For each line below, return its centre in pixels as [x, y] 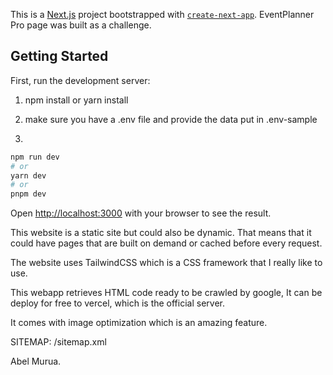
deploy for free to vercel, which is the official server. [117, 303]
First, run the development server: [80, 80]
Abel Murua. [36, 361]
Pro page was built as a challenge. [81, 25]
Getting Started [59, 56]
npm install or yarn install [76, 100]
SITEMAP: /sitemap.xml [58, 342]
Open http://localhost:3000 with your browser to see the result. [141, 213]
